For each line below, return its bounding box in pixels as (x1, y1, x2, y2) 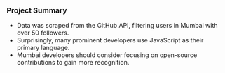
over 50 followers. (16, 29, 69, 37)
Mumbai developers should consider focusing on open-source (16, 51, 198, 59)
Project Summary (6, 6, 67, 15)
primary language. (16, 44, 70, 52)
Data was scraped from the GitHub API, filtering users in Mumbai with (16, 22, 218, 30)
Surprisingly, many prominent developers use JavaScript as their (16, 36, 204, 44)
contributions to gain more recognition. (16, 58, 130, 67)
